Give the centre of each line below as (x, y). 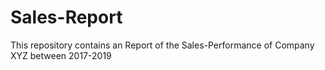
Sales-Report (66, 17)
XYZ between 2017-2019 (61, 55)
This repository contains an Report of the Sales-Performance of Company (162, 45)
